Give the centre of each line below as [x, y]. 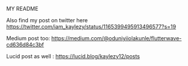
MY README [22, 9]
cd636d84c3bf [25, 45]
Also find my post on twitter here [47, 20]
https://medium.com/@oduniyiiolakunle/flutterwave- [116, 38]
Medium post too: [28, 38]
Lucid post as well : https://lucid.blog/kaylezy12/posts [73, 56]
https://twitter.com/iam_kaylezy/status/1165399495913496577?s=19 [91, 27]
